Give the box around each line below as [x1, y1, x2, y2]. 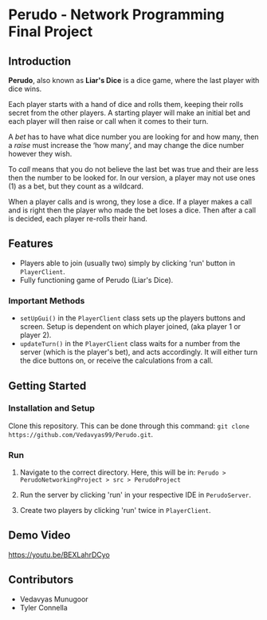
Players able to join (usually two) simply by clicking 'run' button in [19, 258, 235, 268]
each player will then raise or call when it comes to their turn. [8, 117, 209, 125]
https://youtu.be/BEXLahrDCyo [8, 550, 110, 559]
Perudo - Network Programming [8, 6, 225, 24]
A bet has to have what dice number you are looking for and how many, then [8, 132, 259, 141]
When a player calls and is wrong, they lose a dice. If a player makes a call [8, 197, 253, 206]
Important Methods [8, 295, 85, 306]
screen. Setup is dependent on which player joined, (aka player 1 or [19, 322, 241, 332]
